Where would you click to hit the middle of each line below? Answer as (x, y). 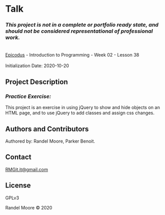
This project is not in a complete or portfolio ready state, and (82, 25)
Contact (18, 157)
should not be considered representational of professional (79, 31)
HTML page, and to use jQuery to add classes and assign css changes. (80, 113)
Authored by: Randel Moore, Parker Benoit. (50, 141)
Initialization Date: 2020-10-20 (37, 66)
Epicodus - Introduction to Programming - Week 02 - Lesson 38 (72, 55)
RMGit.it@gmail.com (27, 169)
